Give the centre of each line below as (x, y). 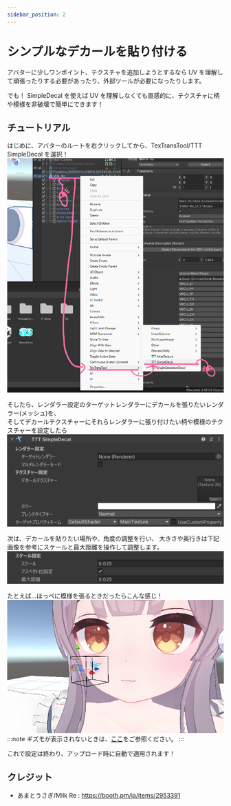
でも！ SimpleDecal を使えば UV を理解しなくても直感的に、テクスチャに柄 (113, 95)
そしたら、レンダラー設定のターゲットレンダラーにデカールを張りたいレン (112, 405)
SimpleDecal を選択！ (38, 154)
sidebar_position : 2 (37, 14)
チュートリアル (39, 128)
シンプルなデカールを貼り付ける (97, 51)
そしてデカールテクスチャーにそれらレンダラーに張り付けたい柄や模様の (109, 422)
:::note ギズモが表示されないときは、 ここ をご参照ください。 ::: (96, 738)
